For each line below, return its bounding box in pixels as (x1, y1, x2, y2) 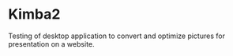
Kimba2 (8, 5, 61, 23)
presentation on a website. (8, 39, 95, 48)
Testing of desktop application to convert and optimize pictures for (8, 31, 225, 40)
